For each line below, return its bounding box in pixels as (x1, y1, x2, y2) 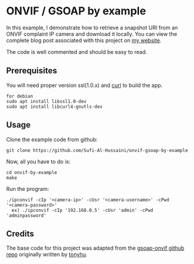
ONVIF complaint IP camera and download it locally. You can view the (6, 30, 177, 37)
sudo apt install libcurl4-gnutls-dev (6, 104, 103, 110)
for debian (6, 93, 33, 99)
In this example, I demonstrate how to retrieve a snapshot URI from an (6, 24, 178, 31)
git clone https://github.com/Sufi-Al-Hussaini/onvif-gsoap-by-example (6, 147, 188, 153)
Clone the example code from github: (6, 136, 98, 143)
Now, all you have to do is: (6, 157, 70, 165)
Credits (6, 229, 35, 239)
